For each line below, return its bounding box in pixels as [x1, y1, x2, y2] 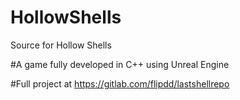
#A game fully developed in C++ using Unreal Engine [10, 58, 230, 70]
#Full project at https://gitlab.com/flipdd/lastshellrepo [10, 77, 230, 90]
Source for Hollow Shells [10, 39, 112, 51]
